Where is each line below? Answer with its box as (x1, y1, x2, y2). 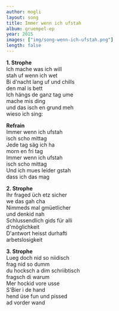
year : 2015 (6, 31, 33, 37)
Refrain (6, 122, 25, 129)
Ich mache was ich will (6, 65, 62, 72)
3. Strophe (6, 248, 33, 255)
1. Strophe (6, 58, 32, 66)
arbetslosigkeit (6, 236, 43, 243)
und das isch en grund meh (6, 104, 74, 111)
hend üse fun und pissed (6, 292, 68, 300)
